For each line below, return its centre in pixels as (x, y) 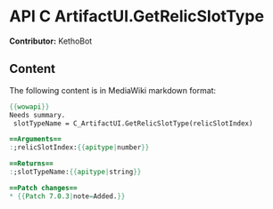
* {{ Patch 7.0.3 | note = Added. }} (67, 196)
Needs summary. (37, 115)
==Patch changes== (43, 188)
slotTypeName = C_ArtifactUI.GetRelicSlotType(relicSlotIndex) (133, 123)
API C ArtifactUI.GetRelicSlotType (137, 16)
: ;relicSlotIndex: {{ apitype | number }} (79, 148)
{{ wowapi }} (29, 107)
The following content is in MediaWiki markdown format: (113, 90)
